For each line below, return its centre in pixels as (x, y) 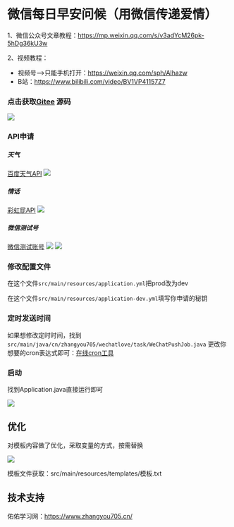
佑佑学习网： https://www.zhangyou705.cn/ (70, 516)
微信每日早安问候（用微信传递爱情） (112, 14)
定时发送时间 (29, 318)
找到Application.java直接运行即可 (55, 389)
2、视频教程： (28, 58)
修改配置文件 (29, 266)
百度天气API (25, 174)
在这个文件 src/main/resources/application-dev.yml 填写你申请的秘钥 (107, 298)
